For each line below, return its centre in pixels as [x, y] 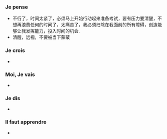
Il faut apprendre [26, 122]
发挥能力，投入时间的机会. [53, 31]
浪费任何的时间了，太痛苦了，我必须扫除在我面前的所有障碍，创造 [90, 25]
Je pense [17, 7]
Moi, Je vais [20, 74]
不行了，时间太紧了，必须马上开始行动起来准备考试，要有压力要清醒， [85, 18]
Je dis [13, 98]
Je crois [15, 50]
